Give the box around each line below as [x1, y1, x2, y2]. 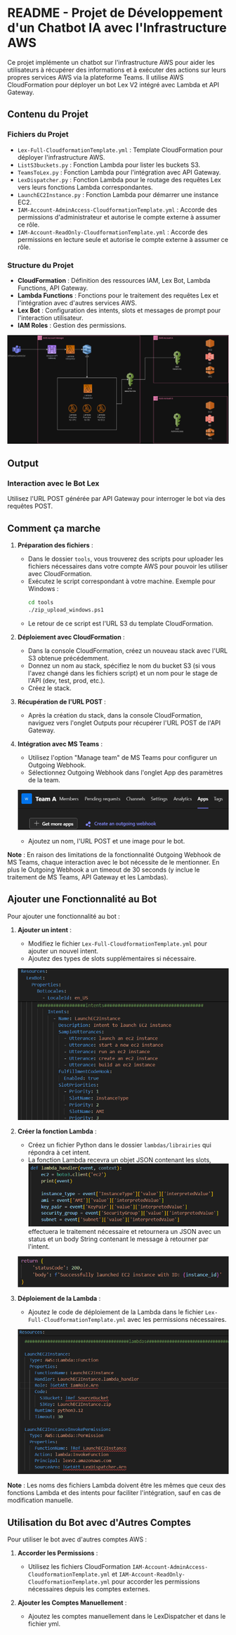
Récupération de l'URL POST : [17, 697, 107, 706]
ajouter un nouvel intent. [27, 946, 99, 955]
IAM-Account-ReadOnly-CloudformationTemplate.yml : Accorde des [17, 227, 209, 236]
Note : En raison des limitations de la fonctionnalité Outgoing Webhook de [7, 850, 221, 859]
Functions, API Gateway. [17, 284, 88, 292]
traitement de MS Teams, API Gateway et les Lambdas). [7, 872, 169, 881]
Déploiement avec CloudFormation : [17, 632, 125, 641]
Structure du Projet [7, 260, 74, 270]
